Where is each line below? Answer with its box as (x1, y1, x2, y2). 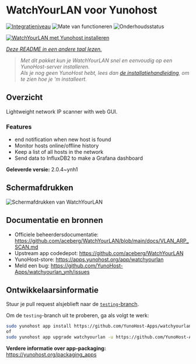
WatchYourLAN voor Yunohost (6, 4, 157, 17)
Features (6, 122, 32, 131)
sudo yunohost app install (6, 323, 72, 329)
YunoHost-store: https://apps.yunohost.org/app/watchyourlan (14, 256, 164, 263)
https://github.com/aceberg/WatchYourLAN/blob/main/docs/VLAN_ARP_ (14, 237, 189, 244)
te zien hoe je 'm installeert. (20, 75, 87, 83)
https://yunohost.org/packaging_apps (6, 351, 97, 358)
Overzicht (6, 92, 43, 102)
